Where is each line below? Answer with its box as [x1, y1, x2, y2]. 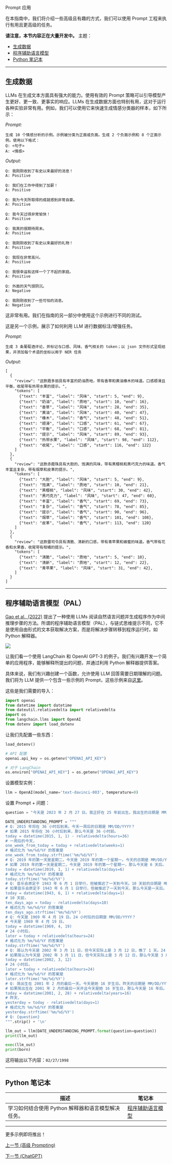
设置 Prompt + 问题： [5, 800, 50, 806]
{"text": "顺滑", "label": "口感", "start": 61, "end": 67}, [18, 421, 149, 426]
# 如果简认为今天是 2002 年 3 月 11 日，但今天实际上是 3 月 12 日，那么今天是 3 [5, 953, 163, 958]
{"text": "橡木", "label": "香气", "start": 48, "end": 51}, [18, 415, 149, 421]
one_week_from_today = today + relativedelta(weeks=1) [5, 843, 125, 848]
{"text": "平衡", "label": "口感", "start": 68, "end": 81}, [18, 426, 149, 432]
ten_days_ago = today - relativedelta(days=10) [5, 900, 109, 905]
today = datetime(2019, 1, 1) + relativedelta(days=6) [5, 867, 125, 872]
